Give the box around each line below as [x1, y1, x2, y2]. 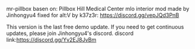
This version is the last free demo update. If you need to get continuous [6, 24, 184, 30]
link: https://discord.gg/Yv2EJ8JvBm [6, 36, 97, 43]
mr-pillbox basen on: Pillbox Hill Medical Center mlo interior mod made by [6, 5, 190, 12]
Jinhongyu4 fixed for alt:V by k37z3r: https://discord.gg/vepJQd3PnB [6, 11, 179, 19]
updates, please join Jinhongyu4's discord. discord [6, 30, 134, 37]
